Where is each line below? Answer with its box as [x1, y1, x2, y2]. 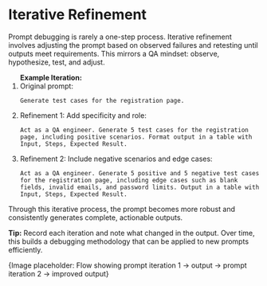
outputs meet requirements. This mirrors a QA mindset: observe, [8, 49, 220, 58]
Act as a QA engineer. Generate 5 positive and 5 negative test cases [19, 169, 260, 177]
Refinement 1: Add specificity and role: [19, 110, 147, 120]
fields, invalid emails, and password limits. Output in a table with [19, 183, 260, 191]
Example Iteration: [19, 72, 82, 82]
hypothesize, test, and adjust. [8, 57, 105, 67]
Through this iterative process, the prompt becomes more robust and [8, 204, 235, 214]
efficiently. [8, 245, 43, 254]
